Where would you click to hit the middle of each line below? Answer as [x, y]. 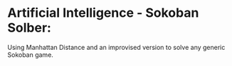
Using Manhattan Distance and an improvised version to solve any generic [116, 47]
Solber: [30, 28]
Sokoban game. [30, 55]
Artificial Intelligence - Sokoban [103, 13]
